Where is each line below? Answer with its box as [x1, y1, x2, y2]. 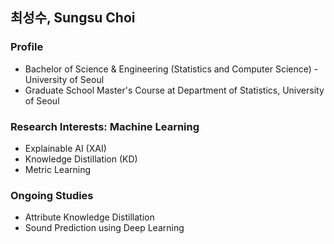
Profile [10, 40, 44, 54]
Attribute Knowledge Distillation [24, 211, 155, 223]
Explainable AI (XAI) [24, 142, 107, 154]
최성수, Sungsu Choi [10, 9, 136, 27]
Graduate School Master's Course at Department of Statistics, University [24, 84, 325, 96]
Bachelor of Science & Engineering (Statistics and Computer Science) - [24, 63, 319, 75]
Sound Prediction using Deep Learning [24, 222, 185, 234]
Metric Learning [24, 163, 92, 175]
